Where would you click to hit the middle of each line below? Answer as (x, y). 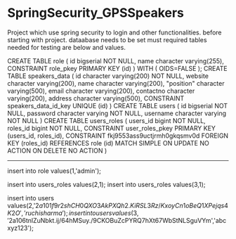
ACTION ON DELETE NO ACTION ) (57, 150)
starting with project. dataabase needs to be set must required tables (107, 39)
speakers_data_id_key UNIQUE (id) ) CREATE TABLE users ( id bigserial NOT (118, 105)
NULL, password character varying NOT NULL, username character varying (117, 113)
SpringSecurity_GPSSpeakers (96, 13)
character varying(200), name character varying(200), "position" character (116, 83)
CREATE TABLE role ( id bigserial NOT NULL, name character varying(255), (116, 60)
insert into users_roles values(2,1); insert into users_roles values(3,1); (106, 184)
